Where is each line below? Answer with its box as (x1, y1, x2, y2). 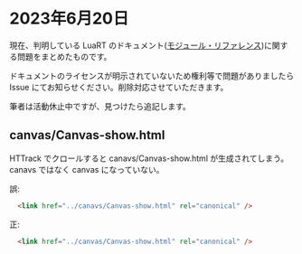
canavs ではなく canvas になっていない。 (9, 164, 165, 174)
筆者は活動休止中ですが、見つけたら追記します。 (9, 100, 192, 111)
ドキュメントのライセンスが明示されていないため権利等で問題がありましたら (9, 70, 295, 81)
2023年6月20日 (9, 8, 129, 29)
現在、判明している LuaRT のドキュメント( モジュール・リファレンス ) (9, 40, 265, 51)
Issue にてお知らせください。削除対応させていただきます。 (9, 81, 229, 92)
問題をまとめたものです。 (16, 51, 112, 61)
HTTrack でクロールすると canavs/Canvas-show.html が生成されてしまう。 (9, 153, 289, 164)
